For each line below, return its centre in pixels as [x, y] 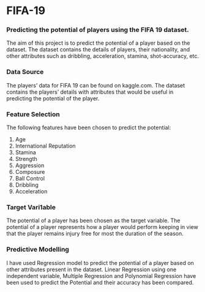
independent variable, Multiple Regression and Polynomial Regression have [101, 275]
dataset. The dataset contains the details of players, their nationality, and [98, 50]
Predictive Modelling [38, 250]
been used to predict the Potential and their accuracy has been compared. [100, 282]
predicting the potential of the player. [53, 98]
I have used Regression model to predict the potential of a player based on [100, 263]
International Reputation [45, 146]
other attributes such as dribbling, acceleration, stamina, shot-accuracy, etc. [103, 56]
